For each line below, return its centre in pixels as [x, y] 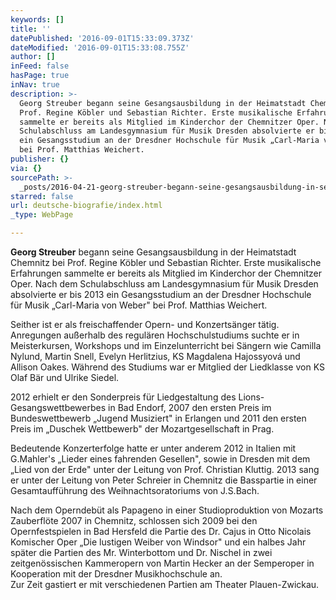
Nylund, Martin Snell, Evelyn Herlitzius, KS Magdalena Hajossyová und [155, 356]
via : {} [26, 168]
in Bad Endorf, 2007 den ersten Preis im [190, 407]
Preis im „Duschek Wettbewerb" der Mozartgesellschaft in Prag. [142, 429]
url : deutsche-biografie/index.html [86, 206]
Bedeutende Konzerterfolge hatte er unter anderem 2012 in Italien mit [153, 448]
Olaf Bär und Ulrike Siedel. [65, 377]
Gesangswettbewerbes [58, 407]
